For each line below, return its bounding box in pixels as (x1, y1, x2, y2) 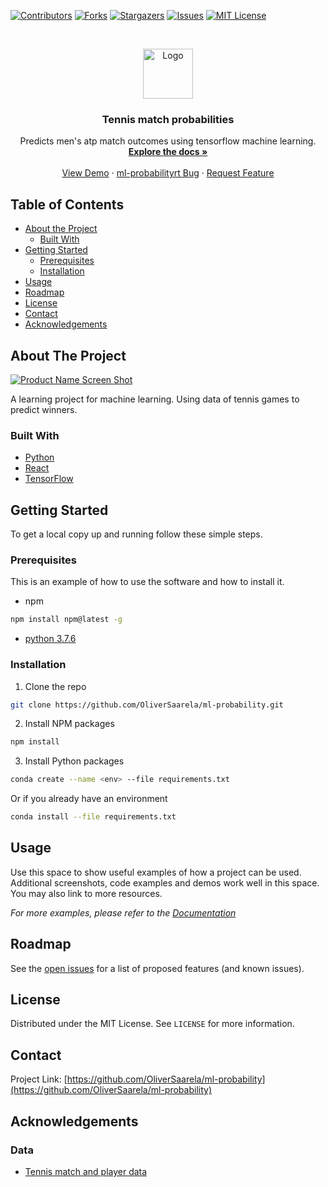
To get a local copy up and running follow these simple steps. (10, 528, 263, 540)
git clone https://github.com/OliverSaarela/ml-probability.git (10, 700, 284, 710)
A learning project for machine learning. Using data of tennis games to (10, 393, 300, 405)
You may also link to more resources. (10, 887, 163, 899)
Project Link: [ (10, 1073, 68, 1085)
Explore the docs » (128, 146, 208, 158)
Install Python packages (24, 755, 125, 767)
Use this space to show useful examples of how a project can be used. (10, 866, 302, 878)
